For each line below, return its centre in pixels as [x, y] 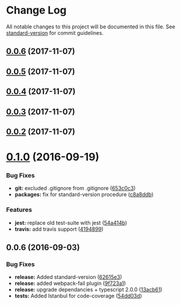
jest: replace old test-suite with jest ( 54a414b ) [71, 222]
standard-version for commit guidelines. [55, 32]
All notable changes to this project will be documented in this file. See [91, 27]
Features [19, 210]
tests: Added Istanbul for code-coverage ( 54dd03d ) [78, 296]
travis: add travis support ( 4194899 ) [59, 229]
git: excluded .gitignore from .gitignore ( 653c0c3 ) [75, 188]
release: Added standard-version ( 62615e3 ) [68, 277]
